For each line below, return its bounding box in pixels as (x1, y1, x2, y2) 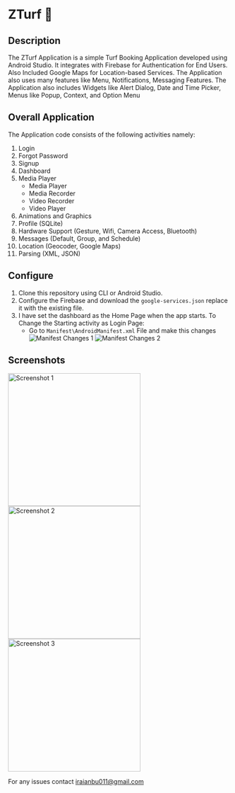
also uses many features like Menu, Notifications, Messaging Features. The (8, 76, 227, 84)
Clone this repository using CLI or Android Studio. (18, 288, 163, 297)
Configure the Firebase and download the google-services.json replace (18, 296, 228, 304)
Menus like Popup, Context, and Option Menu (8, 91, 140, 99)
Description (8, 35, 61, 47)
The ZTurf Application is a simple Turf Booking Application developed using (8, 53, 228, 62)
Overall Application (8, 111, 95, 123)
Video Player (28, 204, 66, 212)
